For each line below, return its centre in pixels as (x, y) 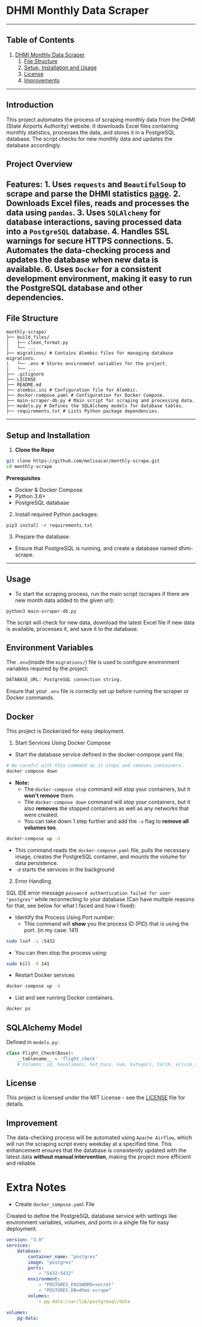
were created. (41, 814)
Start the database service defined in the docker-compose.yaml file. (99, 755)
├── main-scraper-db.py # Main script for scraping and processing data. (101, 401)
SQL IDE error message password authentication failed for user (89, 893)
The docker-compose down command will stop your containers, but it (107, 802)
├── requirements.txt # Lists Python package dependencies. (83, 411)
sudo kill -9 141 (28, 964)
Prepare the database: (42, 536)
